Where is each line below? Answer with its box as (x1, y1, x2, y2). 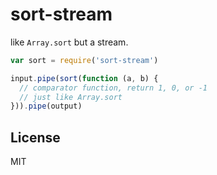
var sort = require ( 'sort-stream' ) (10, 55, 159, 65)
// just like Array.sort (19, 92, 123, 102)
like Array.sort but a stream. (10, 36, 129, 48)
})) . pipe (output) (10, 101, 83, 112)
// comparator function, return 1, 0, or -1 (19, 83, 208, 93)
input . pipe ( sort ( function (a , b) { (10, 73, 159, 83)
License (10, 129, 61, 146)
